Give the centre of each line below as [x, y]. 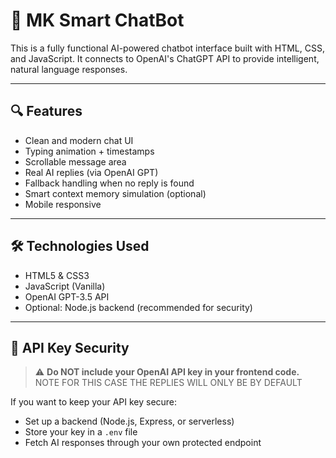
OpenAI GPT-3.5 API [67, 296]
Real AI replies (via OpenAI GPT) [91, 172]
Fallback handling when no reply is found [109, 183]
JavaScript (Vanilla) [65, 286]
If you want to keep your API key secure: [94, 402]
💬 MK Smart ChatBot [97, 20]
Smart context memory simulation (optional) [115, 193]
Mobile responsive [63, 204]
